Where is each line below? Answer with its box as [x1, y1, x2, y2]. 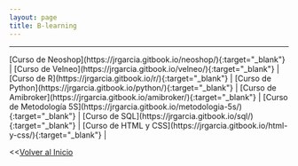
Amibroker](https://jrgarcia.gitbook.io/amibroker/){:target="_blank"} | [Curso [9, 91, 288, 102]
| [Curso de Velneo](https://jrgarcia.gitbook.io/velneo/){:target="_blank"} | [9, 63, 279, 74]
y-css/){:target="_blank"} [9, 130, 102, 140]
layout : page [9, 12, 58, 22]
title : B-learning [9, 21, 77, 30]
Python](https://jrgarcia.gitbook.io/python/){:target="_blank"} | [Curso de [9, 82, 277, 93]
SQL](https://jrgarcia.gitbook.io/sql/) [121, 110, 255, 121]
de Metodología [9, 101, 67, 112]
